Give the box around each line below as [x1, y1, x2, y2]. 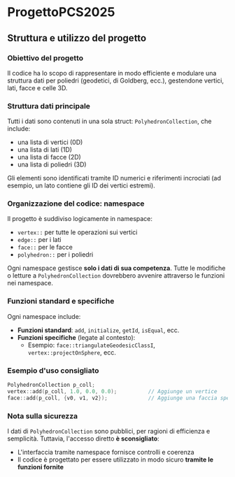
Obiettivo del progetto [7, 53, 84, 63]
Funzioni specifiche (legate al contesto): [17, 333, 136, 341]
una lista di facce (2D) [17, 153, 82, 162]
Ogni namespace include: [7, 312, 81, 320]
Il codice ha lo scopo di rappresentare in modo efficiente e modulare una [7, 69, 217, 77]
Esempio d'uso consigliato [7, 365, 99, 375]
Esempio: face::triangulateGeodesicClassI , [27, 341, 156, 349]
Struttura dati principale [7, 101, 91, 111]
